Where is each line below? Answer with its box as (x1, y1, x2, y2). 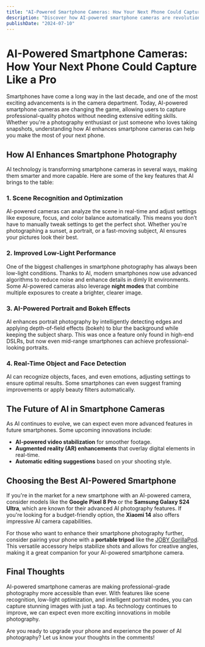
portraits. (26, 344, 49, 351)
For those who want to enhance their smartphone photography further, (6, 529, 184, 536)
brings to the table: (6, 178, 54, 186)
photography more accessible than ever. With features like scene (6, 589, 170, 596)
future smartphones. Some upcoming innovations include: (6, 426, 153, 434)
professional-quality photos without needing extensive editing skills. (6, 112, 178, 120)
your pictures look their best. (6, 233, 79, 241)
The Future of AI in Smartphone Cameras (6, 404, 165, 414)
